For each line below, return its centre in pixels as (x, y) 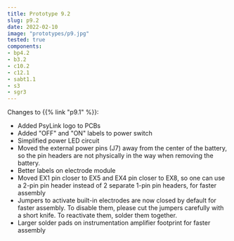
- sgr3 (17, 92)
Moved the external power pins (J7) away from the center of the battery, (122, 148)
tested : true (26, 40)
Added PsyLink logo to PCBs (59, 126)
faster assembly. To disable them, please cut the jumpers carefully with (121, 208)
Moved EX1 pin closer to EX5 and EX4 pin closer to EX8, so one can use (121, 178)
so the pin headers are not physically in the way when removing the (115, 156)
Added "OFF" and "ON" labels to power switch (85, 133)
